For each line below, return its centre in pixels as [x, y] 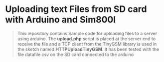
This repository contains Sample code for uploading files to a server [87, 33]
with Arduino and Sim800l [61, 20]
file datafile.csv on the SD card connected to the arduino [76, 54]
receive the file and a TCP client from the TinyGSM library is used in [87, 44]
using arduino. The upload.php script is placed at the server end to [86, 39]
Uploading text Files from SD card [76, 9]
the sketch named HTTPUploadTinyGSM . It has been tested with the [88, 49]
